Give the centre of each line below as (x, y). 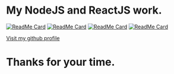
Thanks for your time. (61, 62)
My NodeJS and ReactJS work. (84, 10)
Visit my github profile (33, 38)
